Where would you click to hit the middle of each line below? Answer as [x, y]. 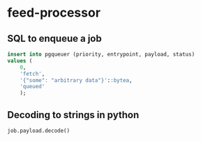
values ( [20, 60]
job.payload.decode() [39, 131]
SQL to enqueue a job [55, 39]
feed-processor [54, 13]
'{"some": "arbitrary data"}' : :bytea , [76, 80]
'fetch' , [32, 74]
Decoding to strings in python [73, 115]
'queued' [32, 87]
